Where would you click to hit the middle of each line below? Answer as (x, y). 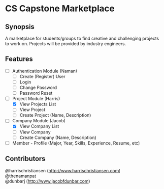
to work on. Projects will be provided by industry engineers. (66, 44)
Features (19, 59)
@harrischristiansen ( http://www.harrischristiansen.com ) (63, 170)
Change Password (38, 87)
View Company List (39, 126)
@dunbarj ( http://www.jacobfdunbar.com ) (48, 181)
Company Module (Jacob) (39, 121)
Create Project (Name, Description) (55, 115)
